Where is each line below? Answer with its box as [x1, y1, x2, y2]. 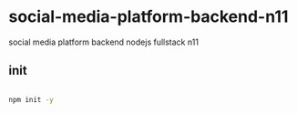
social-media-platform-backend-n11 [8, 6, 289, 27]
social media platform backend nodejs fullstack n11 [8, 36, 200, 47]
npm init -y [8, 95, 54, 104]
